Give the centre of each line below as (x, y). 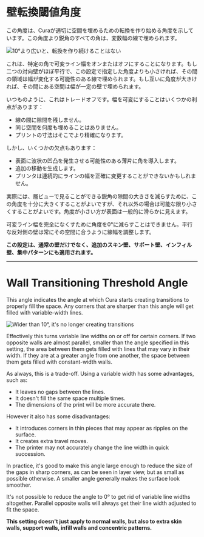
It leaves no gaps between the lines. (60, 392)
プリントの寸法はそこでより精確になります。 (71, 135)
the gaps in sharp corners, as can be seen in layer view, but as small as (95, 472)
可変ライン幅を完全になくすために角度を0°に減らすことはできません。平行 (100, 224)
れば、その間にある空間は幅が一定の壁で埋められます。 (75, 86)
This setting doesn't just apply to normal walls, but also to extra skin (94, 521)
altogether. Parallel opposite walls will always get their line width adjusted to (101, 503)
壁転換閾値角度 (44, 12)
